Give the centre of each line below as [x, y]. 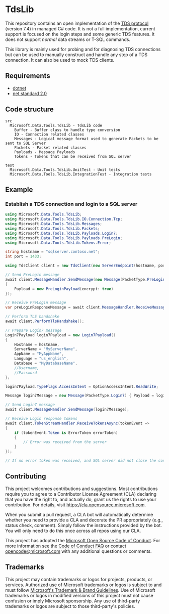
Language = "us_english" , [41, 359]
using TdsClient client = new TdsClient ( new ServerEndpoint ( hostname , [81, 266]
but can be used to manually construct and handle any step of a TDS [76, 55]
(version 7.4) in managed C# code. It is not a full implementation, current [80, 28]
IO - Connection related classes [49, 134]
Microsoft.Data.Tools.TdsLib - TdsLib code [56, 125]
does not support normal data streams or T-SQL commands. [68, 39]
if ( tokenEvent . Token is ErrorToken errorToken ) [66, 433]
